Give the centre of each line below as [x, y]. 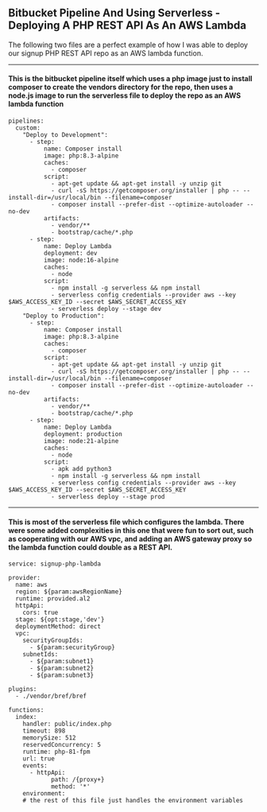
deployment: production [83, 434]
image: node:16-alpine [81, 260]
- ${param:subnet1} [61, 662]
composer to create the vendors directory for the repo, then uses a [121, 87]
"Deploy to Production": [64, 316]
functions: [26, 710]
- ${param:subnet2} [61, 668]
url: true [39, 759]
